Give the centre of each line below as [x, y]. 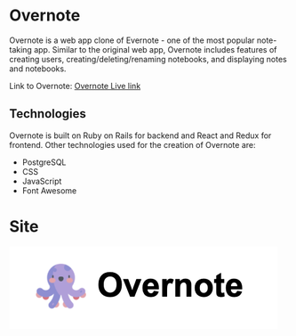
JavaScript [42, 181]
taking [21, 49]
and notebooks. [38, 69]
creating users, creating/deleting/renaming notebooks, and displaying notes [148, 59]
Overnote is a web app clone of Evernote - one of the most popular [132, 40]
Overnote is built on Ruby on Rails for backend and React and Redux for [140, 135]
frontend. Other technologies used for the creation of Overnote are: [132, 144]
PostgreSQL [44, 162]
